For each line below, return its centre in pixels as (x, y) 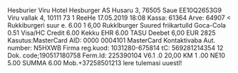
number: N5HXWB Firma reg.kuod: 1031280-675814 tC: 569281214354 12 (115, 48)
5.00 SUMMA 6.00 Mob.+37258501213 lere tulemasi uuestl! (95, 63)
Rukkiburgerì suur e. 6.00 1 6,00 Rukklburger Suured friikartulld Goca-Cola (117, 25)
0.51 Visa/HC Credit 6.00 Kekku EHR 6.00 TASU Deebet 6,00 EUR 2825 (112, 33)
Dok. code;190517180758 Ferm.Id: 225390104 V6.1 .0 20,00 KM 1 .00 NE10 (117, 55)
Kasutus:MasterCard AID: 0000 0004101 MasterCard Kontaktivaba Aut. (112, 40)
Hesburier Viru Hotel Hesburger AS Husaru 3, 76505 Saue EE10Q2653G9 (115, 10)
